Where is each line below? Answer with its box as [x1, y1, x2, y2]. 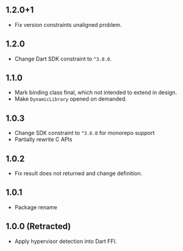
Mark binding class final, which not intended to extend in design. [14, 89, 178, 96]
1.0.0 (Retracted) [5, 221, 71, 231]
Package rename [14, 203, 57, 211]
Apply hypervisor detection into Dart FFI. [14, 238, 117, 245]
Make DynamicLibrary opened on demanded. [14, 95, 127, 103]
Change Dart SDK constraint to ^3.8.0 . [14, 55, 112, 62]
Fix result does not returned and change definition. [14, 170, 143, 177]
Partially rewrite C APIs [14, 136, 73, 143]
